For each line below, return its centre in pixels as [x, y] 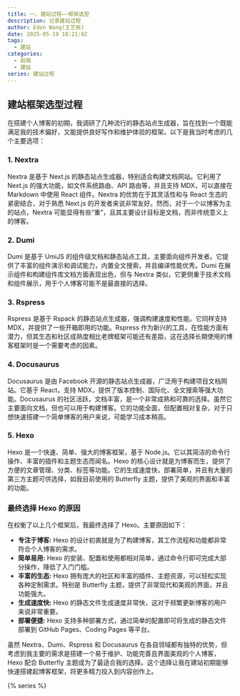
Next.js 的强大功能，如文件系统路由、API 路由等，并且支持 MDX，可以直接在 [120, 185]
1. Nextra [23, 160]
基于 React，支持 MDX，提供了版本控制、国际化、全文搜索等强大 [122, 389]
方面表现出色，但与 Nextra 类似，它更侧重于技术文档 [153, 274]
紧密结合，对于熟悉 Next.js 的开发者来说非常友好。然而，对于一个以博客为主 [120, 203]
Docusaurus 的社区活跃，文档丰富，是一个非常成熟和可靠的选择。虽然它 [126, 399]
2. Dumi [21, 240]
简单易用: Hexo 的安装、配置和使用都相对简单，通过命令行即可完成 [116, 558]
